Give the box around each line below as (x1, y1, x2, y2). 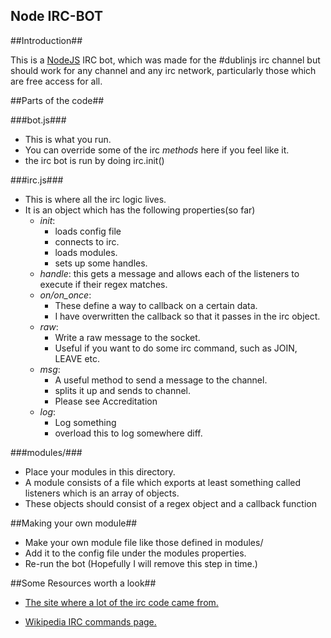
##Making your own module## (10, 517, 138, 529)
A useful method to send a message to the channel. (54, 374, 268, 386)
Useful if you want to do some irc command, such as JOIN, (54, 342, 298, 354)
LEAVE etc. (54, 352, 101, 364)
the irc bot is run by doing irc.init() (24, 154, 165, 166)
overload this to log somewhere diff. (54, 427, 203, 439)
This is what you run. (24, 133, 112, 145)
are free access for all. (10, 75, 103, 87)
